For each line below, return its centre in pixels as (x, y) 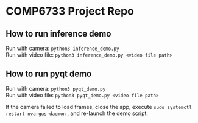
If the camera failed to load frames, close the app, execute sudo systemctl (99, 107)
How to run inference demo (58, 34)
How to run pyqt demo (49, 74)
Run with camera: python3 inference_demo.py (62, 48)
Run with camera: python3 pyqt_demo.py (56, 88)
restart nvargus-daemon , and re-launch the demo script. (77, 113)
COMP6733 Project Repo (70, 11)
